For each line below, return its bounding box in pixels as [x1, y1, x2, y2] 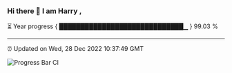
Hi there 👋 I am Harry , [7, 6, 82, 16]
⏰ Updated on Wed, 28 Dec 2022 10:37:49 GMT [7, 45, 144, 53]
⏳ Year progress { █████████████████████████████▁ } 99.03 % [7, 22, 219, 30]
